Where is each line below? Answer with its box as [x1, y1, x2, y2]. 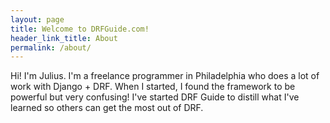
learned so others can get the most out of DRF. [10, 102, 204, 114]
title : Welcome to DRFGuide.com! [10, 24, 150, 34]
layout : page [10, 14, 65, 25]
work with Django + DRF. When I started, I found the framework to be [10, 81, 296, 93]
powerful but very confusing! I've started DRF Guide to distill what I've [10, 91, 300, 103]
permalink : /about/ [10, 42, 92, 53]
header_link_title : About [10, 33, 118, 43]
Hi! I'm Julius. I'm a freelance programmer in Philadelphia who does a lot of [10, 70, 320, 82]
